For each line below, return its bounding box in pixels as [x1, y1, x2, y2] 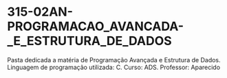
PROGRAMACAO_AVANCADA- [7, 18, 184, 34]
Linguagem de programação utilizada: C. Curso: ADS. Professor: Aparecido [7, 63, 221, 71]
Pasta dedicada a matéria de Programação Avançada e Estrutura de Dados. [7, 55, 221, 64]
